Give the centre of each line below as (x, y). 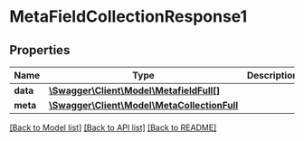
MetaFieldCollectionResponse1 (128, 17)
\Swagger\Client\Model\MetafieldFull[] (134, 90)
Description (273, 75)
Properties (40, 50)
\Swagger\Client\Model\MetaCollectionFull (143, 105)
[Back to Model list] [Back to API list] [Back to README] (113, 127)
